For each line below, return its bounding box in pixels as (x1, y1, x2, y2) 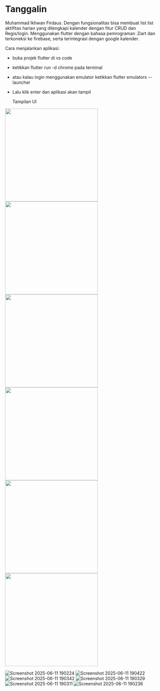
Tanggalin (5, 3, 47, 15)
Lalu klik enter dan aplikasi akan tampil (12, 89, 91, 95)
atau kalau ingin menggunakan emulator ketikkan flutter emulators (12, 74, 147, 80)
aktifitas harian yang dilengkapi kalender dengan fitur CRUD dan (5, 25, 136, 31)
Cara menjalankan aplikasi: (5, 45, 60, 51)
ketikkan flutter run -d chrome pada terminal (12, 64, 103, 70)
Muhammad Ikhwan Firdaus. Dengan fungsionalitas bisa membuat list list (5, 20, 154, 26)
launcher (12, 79, 31, 85)
